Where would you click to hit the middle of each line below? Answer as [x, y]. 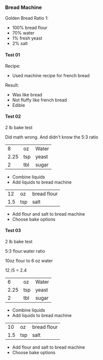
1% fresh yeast [27, 38]
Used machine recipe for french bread [51, 75]
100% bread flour [30, 28]
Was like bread [27, 94]
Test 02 [13, 116]
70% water [23, 33]
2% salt [20, 44]
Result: [12, 85]
